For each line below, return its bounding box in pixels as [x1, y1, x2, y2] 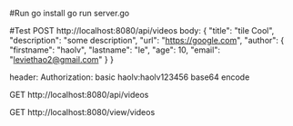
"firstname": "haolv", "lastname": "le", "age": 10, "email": [9, 44, 221, 55]
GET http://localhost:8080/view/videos [9, 107, 156, 117]
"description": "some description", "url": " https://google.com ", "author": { [9, 35, 285, 45]
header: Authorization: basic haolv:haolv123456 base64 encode [9, 72, 250, 82]
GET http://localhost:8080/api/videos [9, 90, 149, 100]
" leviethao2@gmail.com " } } [9, 54, 114, 64]
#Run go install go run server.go [9, 8, 130, 18]
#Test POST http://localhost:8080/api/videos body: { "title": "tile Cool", [9, 25, 275, 35]
